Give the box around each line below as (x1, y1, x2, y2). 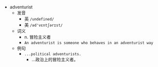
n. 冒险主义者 (24, 34, 51, 40)
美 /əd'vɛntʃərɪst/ (24, 22, 63, 28)
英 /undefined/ (24, 16, 55, 21)
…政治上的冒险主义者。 (31, 57, 79, 62)
